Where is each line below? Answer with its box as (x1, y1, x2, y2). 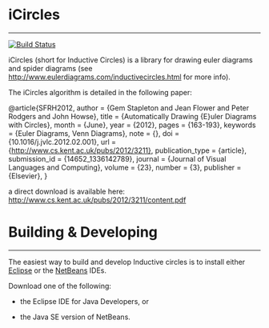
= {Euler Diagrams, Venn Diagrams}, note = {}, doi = (8, 128, 180, 138)
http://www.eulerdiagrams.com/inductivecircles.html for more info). (8, 72, 231, 82)
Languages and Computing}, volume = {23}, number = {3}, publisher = (8, 162, 242, 172)
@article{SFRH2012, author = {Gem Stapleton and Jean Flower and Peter (8, 102, 250, 113)
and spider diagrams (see (8, 63, 93, 73)
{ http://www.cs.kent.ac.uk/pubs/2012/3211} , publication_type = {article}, (8, 146, 247, 155)
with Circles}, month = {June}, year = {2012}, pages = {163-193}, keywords (8, 120, 256, 130)
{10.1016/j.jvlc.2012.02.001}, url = (8, 137, 117, 146)
